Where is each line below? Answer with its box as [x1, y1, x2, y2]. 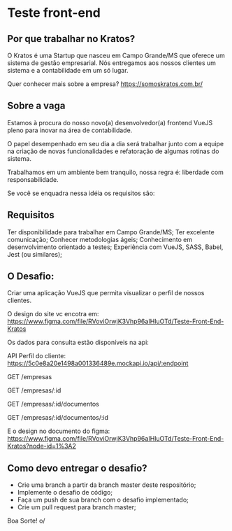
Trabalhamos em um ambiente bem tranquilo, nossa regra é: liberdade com [7, 168, 224, 176]
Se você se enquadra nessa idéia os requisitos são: [7, 189, 155, 197]
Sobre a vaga [7, 100, 66, 112]
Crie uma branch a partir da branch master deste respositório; [17, 481, 196, 489]
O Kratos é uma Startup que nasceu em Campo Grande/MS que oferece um [7, 51, 225, 59]
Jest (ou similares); [7, 250, 63, 258]
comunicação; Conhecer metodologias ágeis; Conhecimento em [7, 235, 193, 243]
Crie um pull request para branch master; [17, 503, 136, 511]
